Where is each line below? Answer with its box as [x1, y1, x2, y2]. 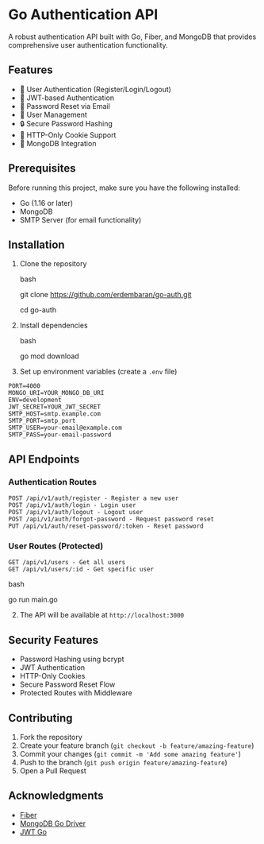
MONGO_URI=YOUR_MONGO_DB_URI [8, 389, 105, 397]
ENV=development [8, 396, 62, 405]
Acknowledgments [8, 789, 105, 803]
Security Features [8, 633, 99, 647]
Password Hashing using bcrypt [19, 654, 124, 664]
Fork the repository [19, 732, 83, 741]
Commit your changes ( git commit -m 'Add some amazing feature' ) [19, 749, 242, 758]
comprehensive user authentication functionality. [8, 40, 168, 49]
